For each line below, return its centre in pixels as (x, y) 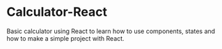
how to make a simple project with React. (65, 38)
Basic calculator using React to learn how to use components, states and (111, 31)
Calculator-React (57, 12)
